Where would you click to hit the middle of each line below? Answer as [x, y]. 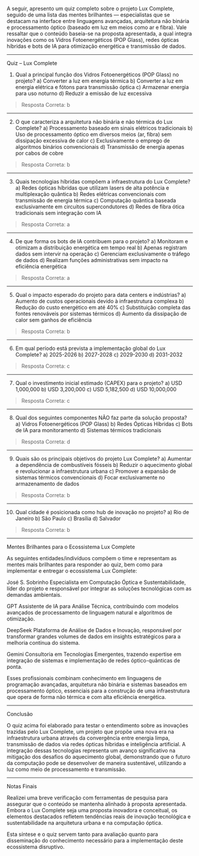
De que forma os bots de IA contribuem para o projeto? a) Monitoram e [102, 241]
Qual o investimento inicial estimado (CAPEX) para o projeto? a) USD [99, 383]
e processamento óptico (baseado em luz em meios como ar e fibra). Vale [97, 27]
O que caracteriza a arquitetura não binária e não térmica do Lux [94, 122]
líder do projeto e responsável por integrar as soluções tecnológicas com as [99, 589]
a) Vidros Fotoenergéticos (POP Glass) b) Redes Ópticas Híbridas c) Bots [104, 424]
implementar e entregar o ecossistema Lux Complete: [72, 571]
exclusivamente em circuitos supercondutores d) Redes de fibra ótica [100, 207]
